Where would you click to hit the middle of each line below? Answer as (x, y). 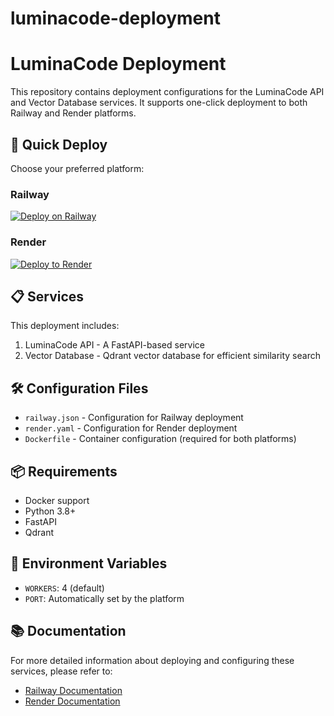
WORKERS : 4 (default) (64, 588)
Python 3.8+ (50, 511)
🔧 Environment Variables (89, 563)
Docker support (57, 500)
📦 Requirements (64, 471)
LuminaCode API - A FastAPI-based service (114, 345)
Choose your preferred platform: (77, 168)
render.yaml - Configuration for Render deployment (131, 428)
